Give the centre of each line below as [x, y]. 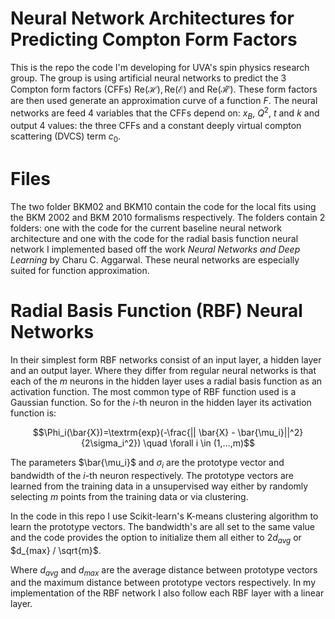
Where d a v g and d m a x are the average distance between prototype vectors [164, 570]
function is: [33, 413]
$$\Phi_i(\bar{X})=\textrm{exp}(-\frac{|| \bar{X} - [134, 433]
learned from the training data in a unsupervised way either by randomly [159, 486]
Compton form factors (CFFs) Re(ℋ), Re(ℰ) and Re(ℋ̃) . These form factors [164, 89]
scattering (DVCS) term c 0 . [66, 137]
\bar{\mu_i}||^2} [270, 433]
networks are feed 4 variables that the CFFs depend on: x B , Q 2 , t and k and [165, 113]
